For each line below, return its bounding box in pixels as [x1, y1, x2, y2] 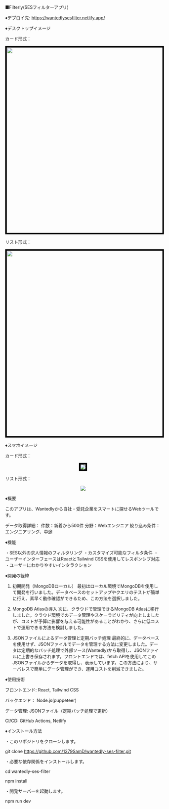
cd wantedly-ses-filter [5, 768, 50, 774]
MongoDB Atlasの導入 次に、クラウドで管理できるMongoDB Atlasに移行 [12, 606, 159, 612]
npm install [5, 778, 28, 784]
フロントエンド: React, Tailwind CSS [5, 687, 79, 693]
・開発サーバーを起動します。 [5, 788, 66, 794]
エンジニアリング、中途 [5, 529, 53, 535]
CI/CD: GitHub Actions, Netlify [5, 718, 67, 724]
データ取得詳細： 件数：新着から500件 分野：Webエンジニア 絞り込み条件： [5, 523, 161, 528]
